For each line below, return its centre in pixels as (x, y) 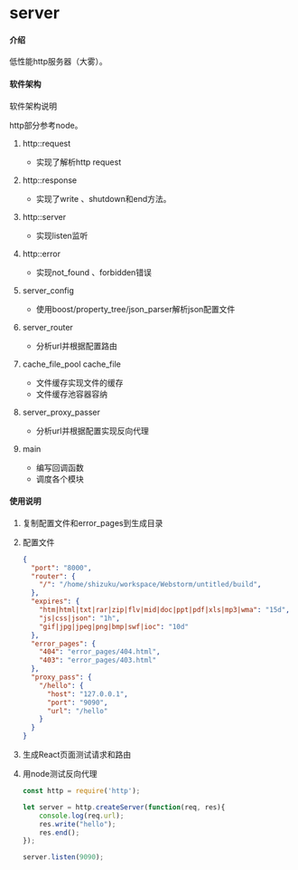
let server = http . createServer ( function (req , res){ (124, 807)
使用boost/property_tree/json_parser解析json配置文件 (135, 309)
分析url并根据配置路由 (76, 346)
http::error (42, 253)
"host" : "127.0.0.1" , (87, 694)
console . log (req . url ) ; (82, 816)
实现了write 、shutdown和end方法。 (103, 198)
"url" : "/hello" (77, 711)
